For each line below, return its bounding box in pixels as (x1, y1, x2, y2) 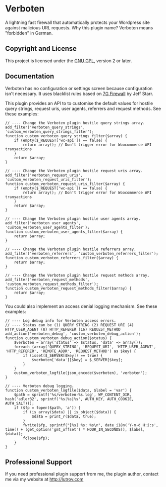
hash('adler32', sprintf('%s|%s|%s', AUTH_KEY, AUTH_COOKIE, (5, 396, 134, 401)
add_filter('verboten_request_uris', (5, 173, 83, 178)
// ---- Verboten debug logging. (5, 384, 74, 389)
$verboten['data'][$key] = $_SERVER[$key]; (31, 357, 123, 362)
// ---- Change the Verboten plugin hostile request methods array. (5, 273, 150, 278)
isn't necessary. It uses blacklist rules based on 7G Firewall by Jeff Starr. (5, 91, 154, 97)
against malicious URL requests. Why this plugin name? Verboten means (5, 24, 153, 30)
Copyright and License (5, 44, 77, 53)
